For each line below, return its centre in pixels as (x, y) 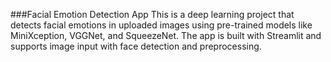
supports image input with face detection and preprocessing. (136, 46)
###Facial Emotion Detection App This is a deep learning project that (152, 14)
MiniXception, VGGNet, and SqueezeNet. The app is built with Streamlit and (166, 35)
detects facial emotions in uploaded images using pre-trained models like (161, 25)
